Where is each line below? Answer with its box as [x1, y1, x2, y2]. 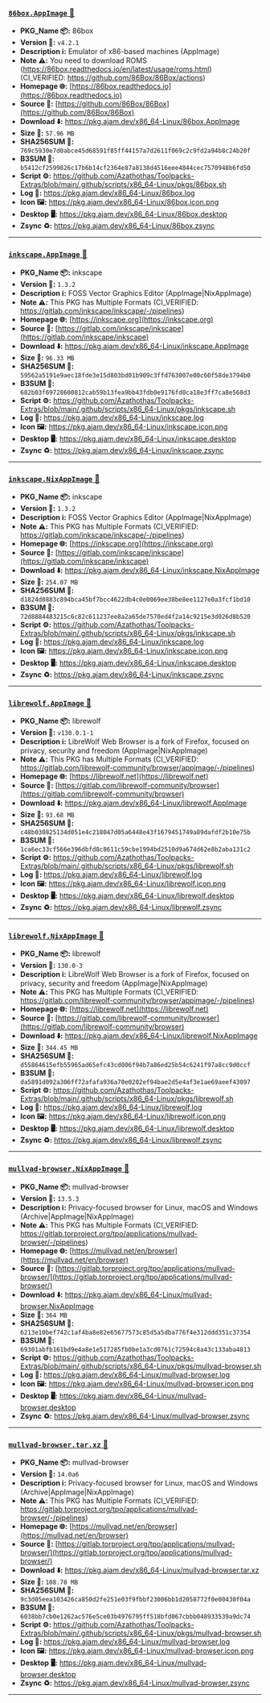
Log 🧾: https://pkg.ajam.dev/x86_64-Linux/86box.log [19, 189, 195, 198]
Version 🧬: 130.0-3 [19, 961, 83, 970]
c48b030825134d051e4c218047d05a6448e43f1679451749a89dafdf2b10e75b [19, 829, 251, 837]
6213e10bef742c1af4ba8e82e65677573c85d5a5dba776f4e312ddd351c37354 [19, 1328, 251, 1336]
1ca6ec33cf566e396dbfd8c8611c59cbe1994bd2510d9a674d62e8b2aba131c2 [19, 845, 251, 854]
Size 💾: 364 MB [19, 1310, 67, 1319]
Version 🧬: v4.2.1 [19, 38, 80, 48]
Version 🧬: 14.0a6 [19, 1469, 80, 1479]
